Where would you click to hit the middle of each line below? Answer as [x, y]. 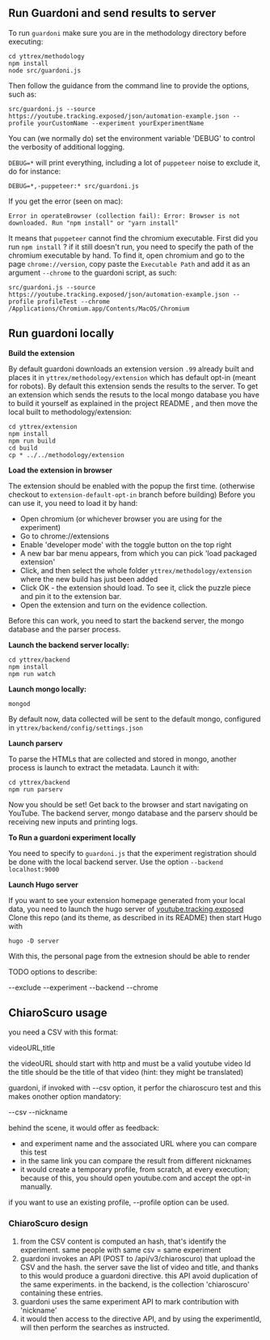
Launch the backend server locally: [69, 644]
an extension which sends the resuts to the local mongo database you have [134, 394]
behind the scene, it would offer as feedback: [84, 1128]
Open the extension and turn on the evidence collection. [114, 605]
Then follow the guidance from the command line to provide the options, [129, 85]
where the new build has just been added [89, 579]
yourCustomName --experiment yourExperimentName [121, 123]
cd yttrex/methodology [46, 56]
